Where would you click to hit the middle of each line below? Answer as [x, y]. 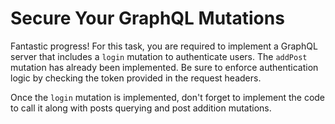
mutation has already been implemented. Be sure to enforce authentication [164, 67]
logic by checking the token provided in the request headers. [136, 78]
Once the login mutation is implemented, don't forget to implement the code [168, 97]
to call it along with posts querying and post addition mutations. [141, 108]
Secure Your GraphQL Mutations [147, 18]
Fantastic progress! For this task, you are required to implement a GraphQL [164, 46]
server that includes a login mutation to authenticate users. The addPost [159, 56]
